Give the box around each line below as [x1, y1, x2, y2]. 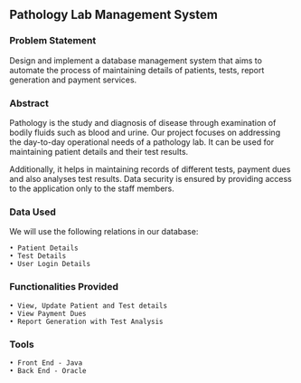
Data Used [9, 206, 56, 218]
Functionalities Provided [9, 281, 119, 293]
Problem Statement [9, 34, 97, 47]
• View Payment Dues [9, 309, 88, 318]
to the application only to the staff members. [9, 183, 174, 194]
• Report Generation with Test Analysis [9, 317, 165, 326]
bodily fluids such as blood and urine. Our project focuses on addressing [9, 127, 281, 138]
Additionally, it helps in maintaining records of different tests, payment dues [9, 163, 291, 175]
